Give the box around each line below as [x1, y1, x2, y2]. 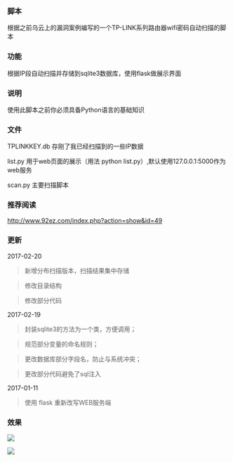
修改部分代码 [24, 296, 62, 304]
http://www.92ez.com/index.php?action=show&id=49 [7, 217, 163, 225]
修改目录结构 [24, 281, 62, 290]
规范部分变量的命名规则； [24, 340, 99, 348]
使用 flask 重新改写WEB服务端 [24, 398, 112, 406]
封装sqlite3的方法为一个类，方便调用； [24, 325, 137, 333]
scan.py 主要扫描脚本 [7, 181, 69, 189]
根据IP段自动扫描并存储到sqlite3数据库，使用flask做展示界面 [7, 69, 182, 77]
